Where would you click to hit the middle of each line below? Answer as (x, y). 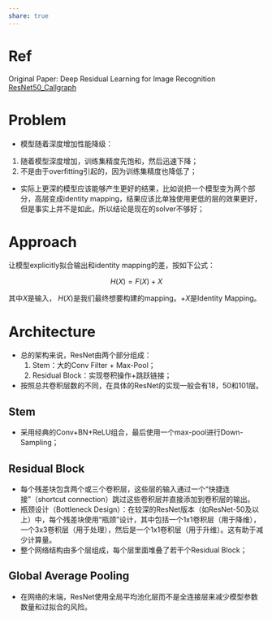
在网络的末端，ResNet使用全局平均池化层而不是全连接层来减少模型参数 (139, 596)
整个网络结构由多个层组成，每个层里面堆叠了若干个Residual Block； (134, 550)
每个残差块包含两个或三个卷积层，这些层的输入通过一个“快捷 (121, 489)
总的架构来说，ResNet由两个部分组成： (86, 355)
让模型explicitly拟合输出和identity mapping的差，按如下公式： (112, 266)
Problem (37, 120)
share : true (28, 16)
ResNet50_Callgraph (43, 87)
